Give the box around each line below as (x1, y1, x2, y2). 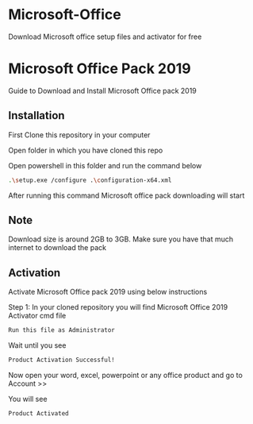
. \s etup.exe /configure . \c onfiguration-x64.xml (8, 176, 172, 184)
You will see (8, 394, 48, 403)
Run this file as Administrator (8, 326, 115, 334)
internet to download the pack (8, 243, 107, 252)
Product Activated (8, 409, 69, 418)
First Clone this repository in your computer (8, 129, 151, 140)
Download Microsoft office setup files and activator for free (8, 32, 202, 41)
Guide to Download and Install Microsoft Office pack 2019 (8, 86, 197, 95)
